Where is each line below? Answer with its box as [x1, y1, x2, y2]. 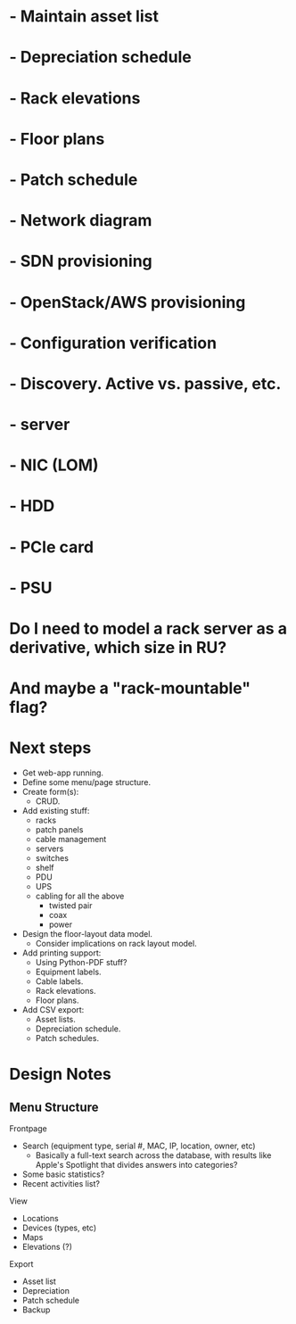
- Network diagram [9, 211, 152, 231]
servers [35, 843, 64, 854]
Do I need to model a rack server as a [9, 618, 288, 639]
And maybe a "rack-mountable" [9, 678, 251, 699]
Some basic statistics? [21, 1169, 105, 1179]
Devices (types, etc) [21, 1222, 97, 1233]
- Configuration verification [9, 333, 217, 353]
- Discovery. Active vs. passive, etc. [9, 373, 282, 393]
